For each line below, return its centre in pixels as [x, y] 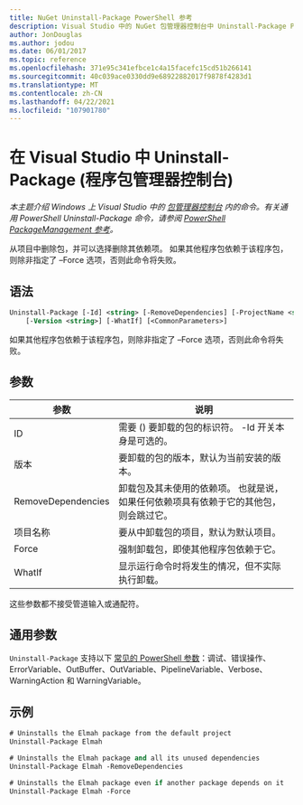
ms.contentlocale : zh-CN [56, 93]
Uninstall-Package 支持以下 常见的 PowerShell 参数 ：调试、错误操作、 [140, 658]
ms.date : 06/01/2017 [48, 51]
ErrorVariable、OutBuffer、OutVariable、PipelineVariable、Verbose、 [138, 669]
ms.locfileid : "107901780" [60, 110]
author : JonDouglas [46, 34]
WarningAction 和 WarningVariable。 [78, 681]
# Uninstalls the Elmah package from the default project [120, 734]
